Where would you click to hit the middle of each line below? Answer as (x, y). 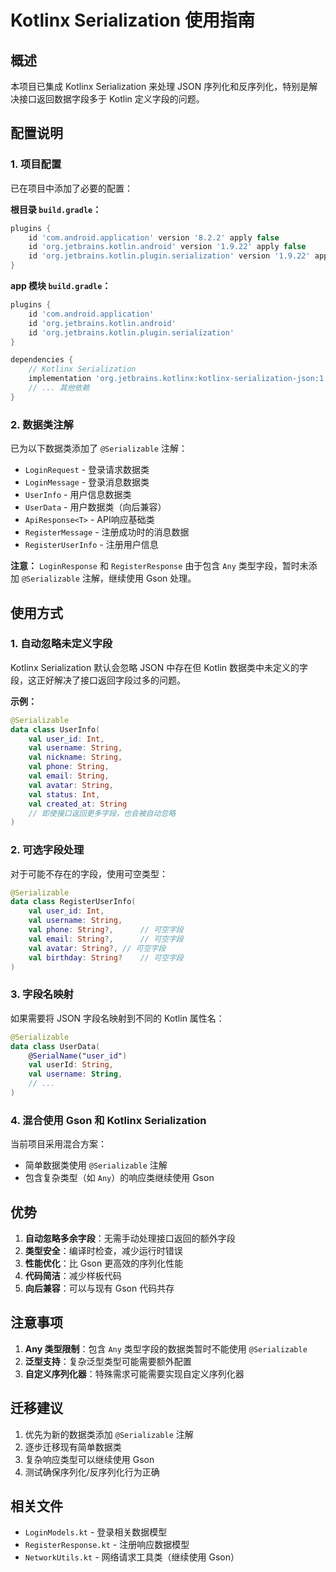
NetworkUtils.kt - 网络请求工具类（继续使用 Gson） (132, 1557)
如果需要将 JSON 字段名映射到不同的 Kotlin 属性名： (117, 1018)
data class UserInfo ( (55, 729)
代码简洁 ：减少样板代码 (73, 1275)
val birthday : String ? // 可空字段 (106, 957)
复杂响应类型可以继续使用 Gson (89, 1459)
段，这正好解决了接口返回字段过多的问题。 (98, 680)
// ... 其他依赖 (59, 388)
